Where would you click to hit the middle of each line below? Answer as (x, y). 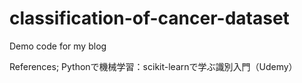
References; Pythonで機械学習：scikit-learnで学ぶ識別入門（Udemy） (153, 66)
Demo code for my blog (58, 46)
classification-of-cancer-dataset (149, 18)
